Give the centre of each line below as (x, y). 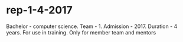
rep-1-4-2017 (39, 10)
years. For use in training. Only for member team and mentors (81, 32)
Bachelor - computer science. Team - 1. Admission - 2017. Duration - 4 (92, 26)
